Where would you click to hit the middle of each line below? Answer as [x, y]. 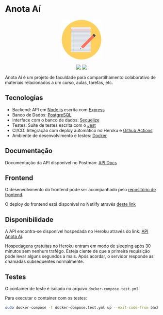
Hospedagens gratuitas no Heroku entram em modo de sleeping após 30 [78, 246]
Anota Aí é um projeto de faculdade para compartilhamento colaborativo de [81, 77]
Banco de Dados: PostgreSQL [42, 115]
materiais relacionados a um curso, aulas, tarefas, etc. [59, 82]
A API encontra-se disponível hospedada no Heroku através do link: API [77, 231]
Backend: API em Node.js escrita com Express [58, 109]
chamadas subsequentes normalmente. [45, 261]
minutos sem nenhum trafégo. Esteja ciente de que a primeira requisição [78, 251]
